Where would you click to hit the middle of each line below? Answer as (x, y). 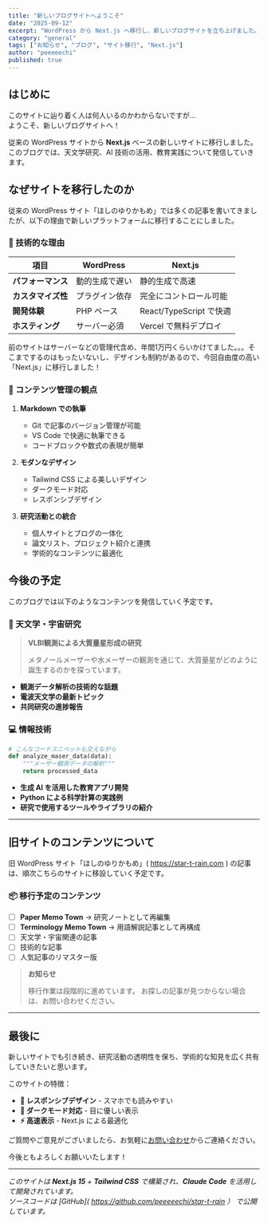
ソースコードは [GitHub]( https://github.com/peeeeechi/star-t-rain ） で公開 (133, 1201)
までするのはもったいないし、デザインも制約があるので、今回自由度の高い (137, 357)
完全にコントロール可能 (183, 296)
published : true (35, 61)
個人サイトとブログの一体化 (77, 533)
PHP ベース (97, 310)
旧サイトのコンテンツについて (82, 842)
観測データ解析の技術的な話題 (69, 687)
